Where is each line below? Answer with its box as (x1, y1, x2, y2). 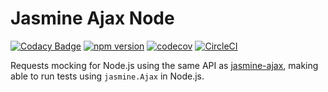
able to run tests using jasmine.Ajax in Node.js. (10, 70, 205, 82)
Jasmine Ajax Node (10, 7, 175, 30)
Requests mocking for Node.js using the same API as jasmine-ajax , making (10, 59, 319, 71)
